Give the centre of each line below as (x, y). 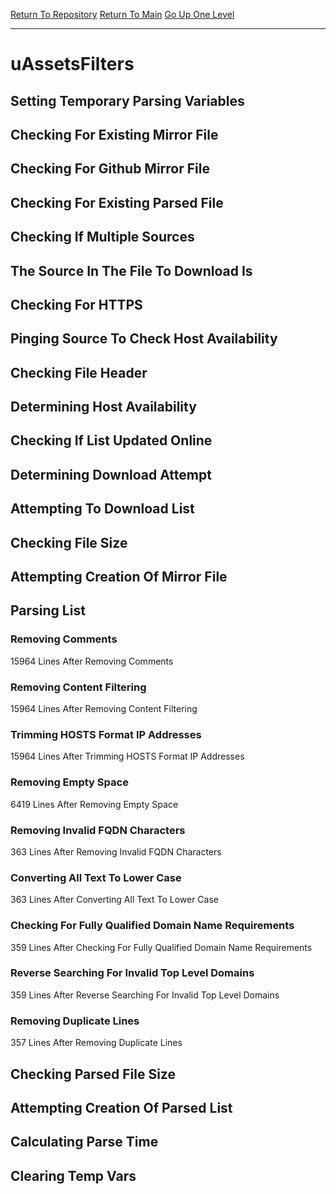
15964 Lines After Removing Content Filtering (104, 709)
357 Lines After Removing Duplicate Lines (96, 1043)
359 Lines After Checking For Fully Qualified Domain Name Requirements (161, 947)
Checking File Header (79, 372)
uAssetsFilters (72, 64)
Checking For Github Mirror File (110, 169)
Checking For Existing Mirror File (114, 134)
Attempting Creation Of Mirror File (119, 577)
